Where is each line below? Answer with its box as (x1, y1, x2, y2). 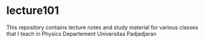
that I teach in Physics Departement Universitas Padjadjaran (6, 30, 157, 37)
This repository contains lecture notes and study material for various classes (6, 24, 199, 31)
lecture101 (6, 4, 59, 18)
